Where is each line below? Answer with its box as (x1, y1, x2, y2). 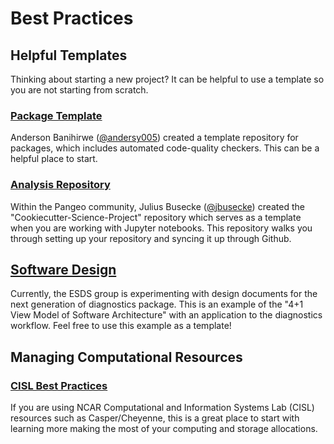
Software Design (10, 261, 117, 278)
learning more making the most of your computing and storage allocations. (10, 423, 318, 435)
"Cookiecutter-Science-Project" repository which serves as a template (10, 211, 302, 223)
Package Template (10, 108, 103, 122)
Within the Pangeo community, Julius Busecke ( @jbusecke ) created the (10, 200, 305, 212)
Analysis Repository (10, 178, 111, 192)
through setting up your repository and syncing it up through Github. (10, 232, 292, 244)
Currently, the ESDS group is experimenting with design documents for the (10, 288, 318, 300)
